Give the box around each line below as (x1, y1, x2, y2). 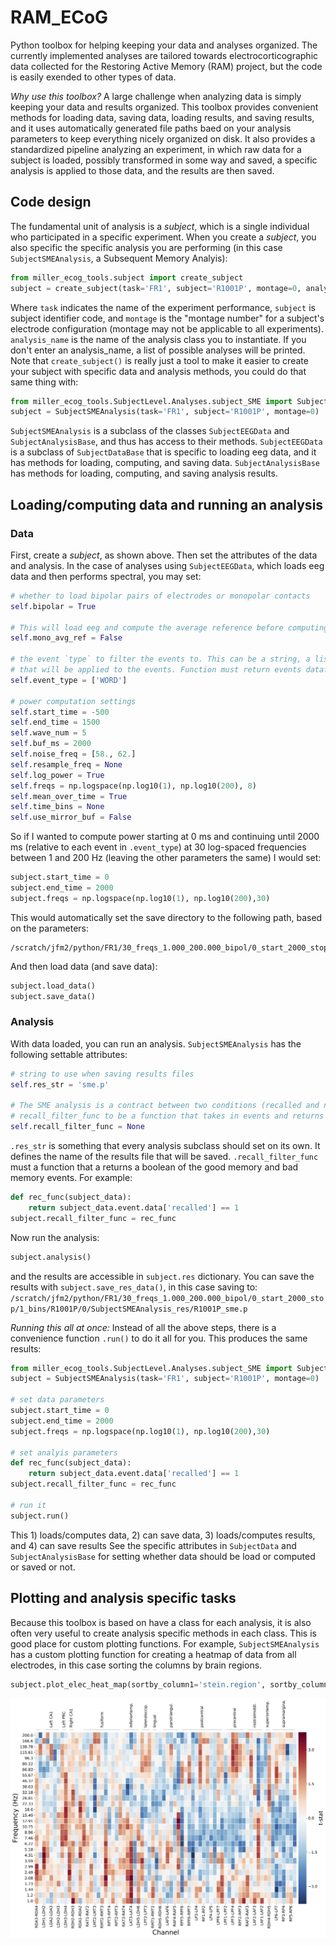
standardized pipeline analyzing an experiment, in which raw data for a (10, 143, 302, 155)
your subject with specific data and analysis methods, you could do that (10, 365, 307, 377)
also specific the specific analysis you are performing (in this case (10, 241, 283, 253)
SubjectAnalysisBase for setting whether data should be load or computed (10, 1550, 316, 1562)
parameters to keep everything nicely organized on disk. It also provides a (10, 132, 316, 145)
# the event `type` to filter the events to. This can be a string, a (10, 654, 311, 665)
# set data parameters (10, 1395, 105, 1405)
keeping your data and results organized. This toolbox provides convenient (10, 101, 319, 113)
